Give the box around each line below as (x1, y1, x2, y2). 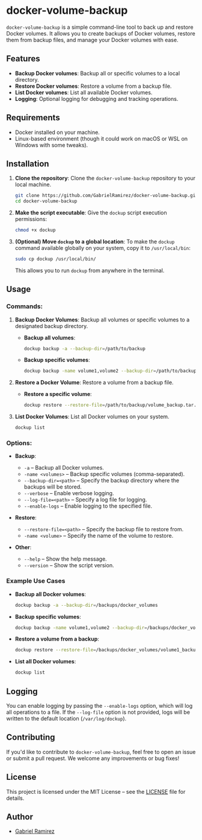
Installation (6, 159, 49, 169)
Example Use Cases (6, 577, 66, 585)
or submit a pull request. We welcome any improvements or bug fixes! (6, 755, 180, 762)
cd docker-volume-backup (14, 198, 78, 204)
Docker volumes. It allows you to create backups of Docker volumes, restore (6, 29, 195, 37)
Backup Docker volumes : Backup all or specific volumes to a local (14, 70, 180, 77)
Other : (14, 544, 32, 551)
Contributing (6, 732, 55, 743)
